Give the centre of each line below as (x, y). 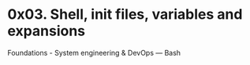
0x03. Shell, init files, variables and (125, 14)
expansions (47, 31)
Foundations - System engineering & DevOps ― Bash (94, 52)
